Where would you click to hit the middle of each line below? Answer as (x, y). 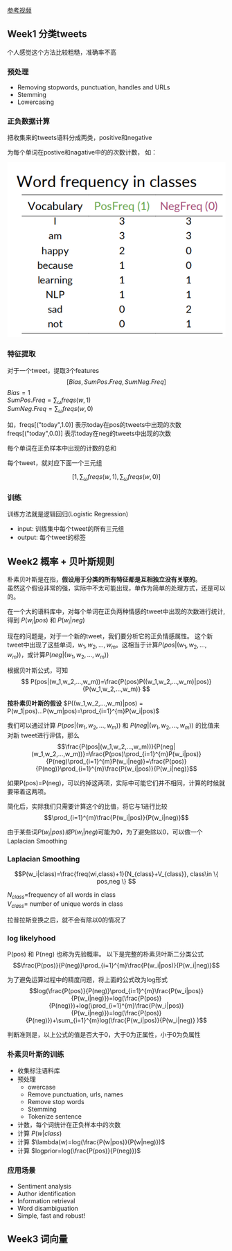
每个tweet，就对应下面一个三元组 (55, 463)
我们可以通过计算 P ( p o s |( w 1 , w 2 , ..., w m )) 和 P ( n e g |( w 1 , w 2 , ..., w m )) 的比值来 (114, 726)
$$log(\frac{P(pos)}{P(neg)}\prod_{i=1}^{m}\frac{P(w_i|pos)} (116, 991)
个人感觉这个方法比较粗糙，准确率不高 (62, 52)
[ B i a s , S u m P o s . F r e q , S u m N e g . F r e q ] (116, 382)
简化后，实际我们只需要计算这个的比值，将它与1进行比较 (87, 807)
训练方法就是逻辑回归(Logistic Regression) (68, 514)
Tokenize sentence (54, 1117)
